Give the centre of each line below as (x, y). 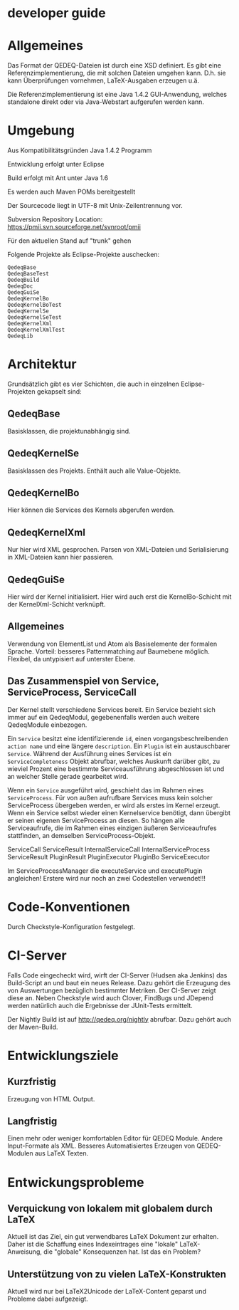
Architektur (42, 364)
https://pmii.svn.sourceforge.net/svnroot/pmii (74, 227)
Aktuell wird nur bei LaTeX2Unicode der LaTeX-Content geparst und (107, 1291)
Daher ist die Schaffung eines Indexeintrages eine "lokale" (93, 1244)
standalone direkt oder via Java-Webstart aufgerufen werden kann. (106, 102)
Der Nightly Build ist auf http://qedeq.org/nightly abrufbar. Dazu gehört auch (119, 1019)
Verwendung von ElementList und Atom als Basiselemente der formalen (112, 644)
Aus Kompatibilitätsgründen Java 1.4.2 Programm (80, 150)
